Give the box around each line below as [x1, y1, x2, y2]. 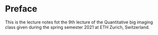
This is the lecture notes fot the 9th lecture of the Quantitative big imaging [5, 19, 153, 25]
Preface [5, 3, 37, 14]
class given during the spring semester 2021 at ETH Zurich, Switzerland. [5, 24, 150, 30]
